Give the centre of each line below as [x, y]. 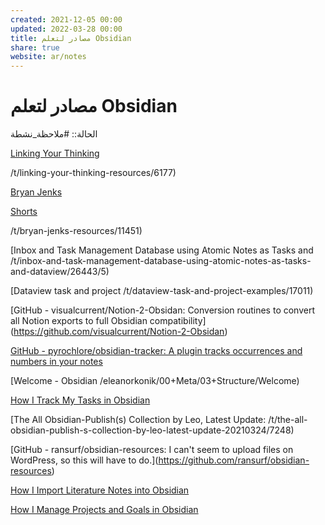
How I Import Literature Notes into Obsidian [100, 490]
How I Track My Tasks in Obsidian [80, 400]
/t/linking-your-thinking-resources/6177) [93, 173]
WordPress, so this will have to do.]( [84, 460]
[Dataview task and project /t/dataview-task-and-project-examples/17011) [162, 291]
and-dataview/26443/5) [60, 272]
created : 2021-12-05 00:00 [66, 19]
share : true [35, 47]
